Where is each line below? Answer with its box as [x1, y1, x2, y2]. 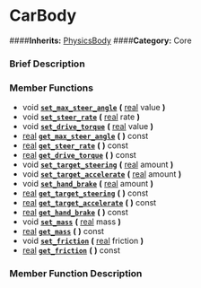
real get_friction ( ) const [22, 245, 121, 256]
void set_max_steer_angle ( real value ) [22, 102, 166, 113]
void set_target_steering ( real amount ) [22, 159, 174, 170]
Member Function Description [9, 267, 143, 280]
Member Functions [9, 82, 94, 94]
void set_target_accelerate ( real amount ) [22, 169, 182, 179]
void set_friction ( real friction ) [22, 235, 144, 247]
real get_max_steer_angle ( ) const [22, 131, 149, 142]
